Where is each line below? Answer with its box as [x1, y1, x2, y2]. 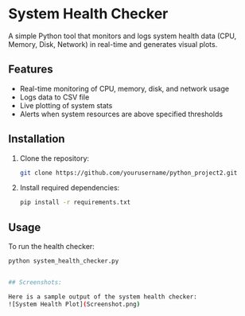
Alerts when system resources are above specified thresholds [19, 109, 224, 119]
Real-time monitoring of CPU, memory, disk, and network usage [19, 84, 229, 93]
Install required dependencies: [19, 183, 120, 193]
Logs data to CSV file [19, 92, 90, 102]
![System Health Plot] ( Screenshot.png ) [8, 300, 141, 308]
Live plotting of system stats [19, 100, 113, 110]
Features [8, 63, 53, 76]
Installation [8, 132, 65, 146]
